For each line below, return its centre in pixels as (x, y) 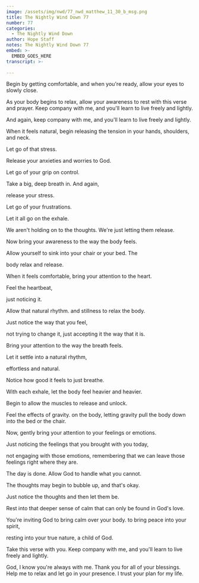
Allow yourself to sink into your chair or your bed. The (72, 253)
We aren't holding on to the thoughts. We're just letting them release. (90, 230)
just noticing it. (24, 299)
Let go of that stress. (32, 149)
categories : (21, 28)
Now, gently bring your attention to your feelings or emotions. (81, 433)
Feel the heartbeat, (29, 288)
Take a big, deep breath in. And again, (53, 184)
